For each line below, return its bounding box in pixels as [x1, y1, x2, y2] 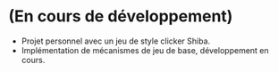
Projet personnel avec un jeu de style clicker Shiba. [21, 36, 211, 46]
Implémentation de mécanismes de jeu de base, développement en [21, 44, 269, 55]
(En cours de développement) [8, 6, 233, 27]
